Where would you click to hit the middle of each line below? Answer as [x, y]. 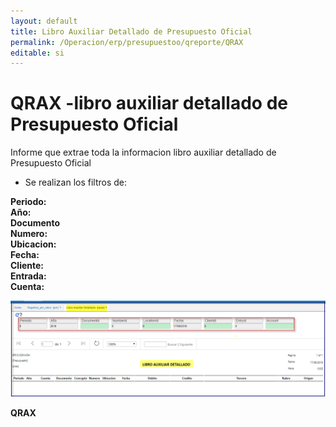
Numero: [29, 234]
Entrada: [28, 276]
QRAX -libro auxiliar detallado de [149, 103]
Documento [35, 223]
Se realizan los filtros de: [76, 182]
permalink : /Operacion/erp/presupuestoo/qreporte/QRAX [127, 42]
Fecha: [25, 255]
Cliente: [27, 266]
